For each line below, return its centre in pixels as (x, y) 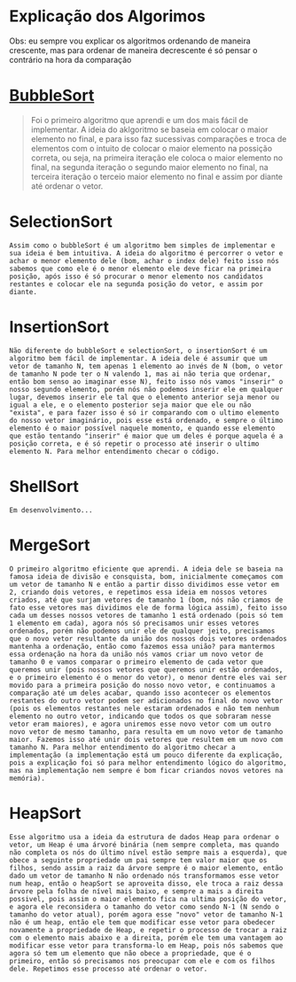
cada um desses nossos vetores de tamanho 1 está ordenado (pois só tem (146, 615)
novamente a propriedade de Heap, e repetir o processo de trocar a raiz (148, 930)
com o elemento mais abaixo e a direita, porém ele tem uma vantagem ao (146, 938)
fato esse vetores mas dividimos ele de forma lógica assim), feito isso (148, 608)
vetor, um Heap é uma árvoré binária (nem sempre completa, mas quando (144, 845)
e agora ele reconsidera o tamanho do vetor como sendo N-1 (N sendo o (144, 907)
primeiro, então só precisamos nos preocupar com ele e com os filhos (142, 961)
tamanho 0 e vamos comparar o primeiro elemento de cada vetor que (136, 662)
